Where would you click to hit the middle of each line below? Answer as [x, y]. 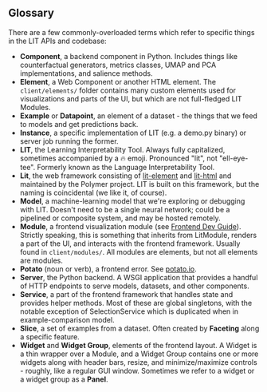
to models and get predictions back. [79, 124]
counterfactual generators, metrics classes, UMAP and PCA [118, 65]
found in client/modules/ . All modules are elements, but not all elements [139, 251]
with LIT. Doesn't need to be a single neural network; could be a [125, 209]
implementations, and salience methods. [86, 73]
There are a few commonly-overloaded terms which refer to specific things [132, 32]
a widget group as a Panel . [64, 379]
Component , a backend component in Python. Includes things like [128, 56]
